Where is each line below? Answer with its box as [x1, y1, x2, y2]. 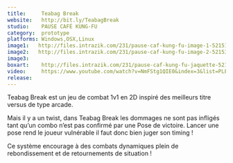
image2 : [7, 49, 30, 56]
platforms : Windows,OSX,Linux [7, 36, 95, 43]
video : [7, 68, 26, 75]
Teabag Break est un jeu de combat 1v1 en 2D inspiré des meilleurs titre [7, 93, 212, 102]
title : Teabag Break [7, 10, 79, 17]
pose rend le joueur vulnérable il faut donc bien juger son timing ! [7, 128, 193, 137]
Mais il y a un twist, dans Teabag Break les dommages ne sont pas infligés [7, 114, 220, 122]
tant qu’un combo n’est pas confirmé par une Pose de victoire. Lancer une [7, 122, 219, 130]
